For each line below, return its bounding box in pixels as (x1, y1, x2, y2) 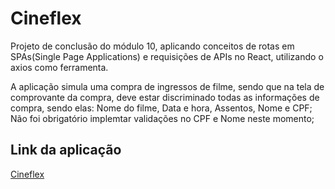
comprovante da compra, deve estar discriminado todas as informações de (10, 91, 320, 103)
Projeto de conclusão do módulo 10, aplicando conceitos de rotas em (10, 40, 295, 52)
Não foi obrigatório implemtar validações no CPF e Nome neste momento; (10, 112, 315, 124)
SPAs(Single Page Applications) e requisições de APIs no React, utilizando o (10, 50, 324, 62)
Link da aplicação (10, 142, 122, 159)
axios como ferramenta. (10, 61, 109, 73)
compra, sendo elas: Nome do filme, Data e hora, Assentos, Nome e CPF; (10, 102, 313, 114)
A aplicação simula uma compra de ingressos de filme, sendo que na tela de (10, 80, 325, 92)
